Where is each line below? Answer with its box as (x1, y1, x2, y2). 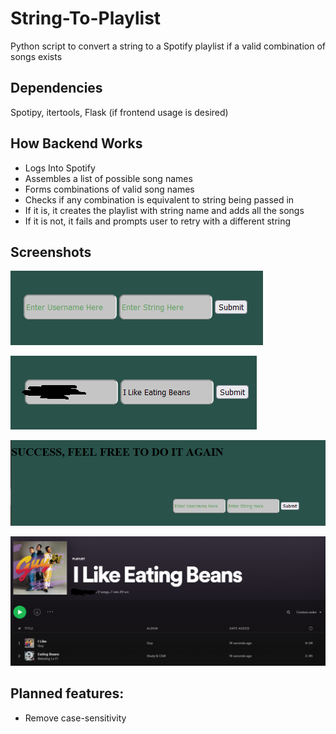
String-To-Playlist (10, 7, 162, 30)
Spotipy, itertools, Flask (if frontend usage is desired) (10, 106, 229, 118)
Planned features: (10, 685, 125, 702)
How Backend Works (10, 135, 143, 152)
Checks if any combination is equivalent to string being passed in (24, 193, 295, 206)
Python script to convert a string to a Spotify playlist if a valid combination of (10, 40, 326, 52)
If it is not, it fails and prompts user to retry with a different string (24, 215, 292, 227)
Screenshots (10, 243, 92, 261)
